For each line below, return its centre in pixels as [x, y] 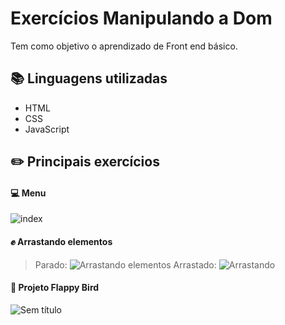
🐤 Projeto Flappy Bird [55, 288]
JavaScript [47, 129]
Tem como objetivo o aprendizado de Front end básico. [124, 46]
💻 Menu [28, 193]
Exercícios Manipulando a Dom [141, 18]
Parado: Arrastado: [125, 264]
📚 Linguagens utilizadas [89, 78]
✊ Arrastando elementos [61, 241]
